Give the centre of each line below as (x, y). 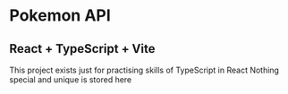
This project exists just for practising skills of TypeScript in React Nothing (144, 70)
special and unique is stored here (71, 80)
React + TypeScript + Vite (82, 49)
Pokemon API (60, 16)
